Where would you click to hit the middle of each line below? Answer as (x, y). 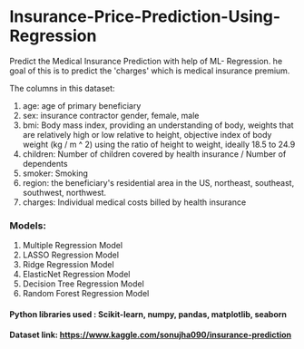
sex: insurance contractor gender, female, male (111, 115)
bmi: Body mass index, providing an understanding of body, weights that (158, 125)
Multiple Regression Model (73, 246)
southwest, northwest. (64, 192)
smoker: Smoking (55, 173)
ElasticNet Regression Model (76, 275)
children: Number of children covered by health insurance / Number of (154, 154)
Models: (28, 226)
